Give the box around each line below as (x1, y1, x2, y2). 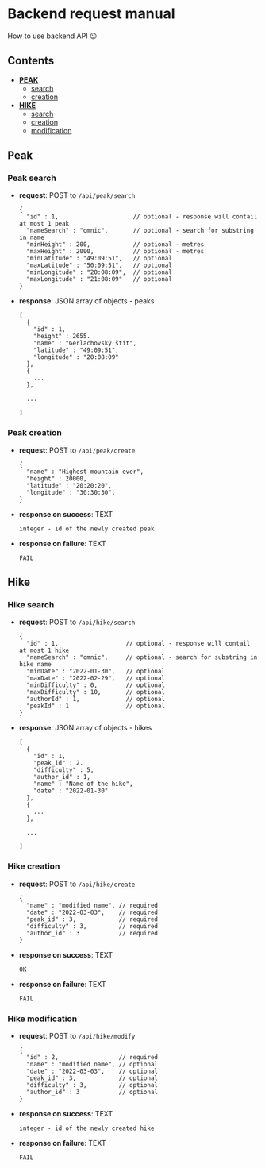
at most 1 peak (18, 220, 70, 228)
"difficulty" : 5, (33, 766, 94, 774)
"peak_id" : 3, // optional (26, 1074, 158, 1082)
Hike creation (7, 861, 60, 872)
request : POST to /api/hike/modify (18, 1031, 136, 1041)
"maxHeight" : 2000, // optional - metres (26, 248, 205, 256)
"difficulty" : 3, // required (26, 922, 158, 930)
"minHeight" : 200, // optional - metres (26, 241, 205, 249)
